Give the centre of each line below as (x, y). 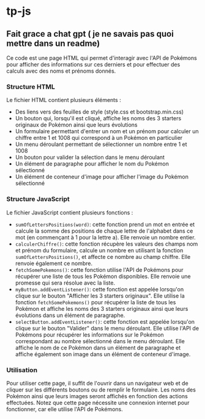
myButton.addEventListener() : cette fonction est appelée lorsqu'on (99, 289)
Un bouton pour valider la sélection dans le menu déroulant (90, 158)
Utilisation (22, 370)
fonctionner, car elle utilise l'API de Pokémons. (65, 409)
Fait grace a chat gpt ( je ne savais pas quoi (90, 34)
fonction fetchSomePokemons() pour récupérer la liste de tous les (95, 302)
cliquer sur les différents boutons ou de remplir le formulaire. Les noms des (101, 390)
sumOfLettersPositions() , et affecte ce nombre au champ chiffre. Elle (103, 257)
